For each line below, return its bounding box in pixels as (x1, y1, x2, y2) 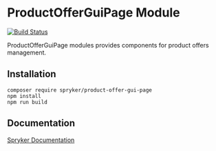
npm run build (7, 99, 48, 105)
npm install (7, 92, 41, 99)
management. (7, 48, 47, 57)
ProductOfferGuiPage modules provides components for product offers (7, 41, 209, 49)
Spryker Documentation (7, 136, 75, 144)
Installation (7, 68, 56, 80)
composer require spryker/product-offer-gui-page (7, 86, 153, 94)
